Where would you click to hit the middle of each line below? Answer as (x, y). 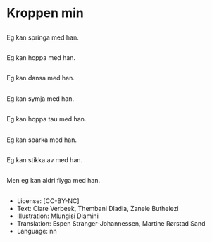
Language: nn (37, 231)
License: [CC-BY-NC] (48, 201)
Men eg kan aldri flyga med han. (54, 181)
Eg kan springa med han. (43, 37)
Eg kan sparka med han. (42, 140)
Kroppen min (45, 13)
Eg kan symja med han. (40, 98)
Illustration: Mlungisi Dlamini (58, 216)
